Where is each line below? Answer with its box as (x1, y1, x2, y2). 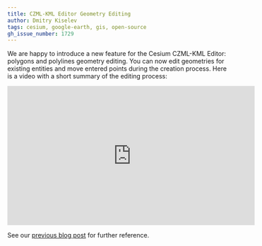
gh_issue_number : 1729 (7, 30, 74, 37)
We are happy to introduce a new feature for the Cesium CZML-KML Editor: (7, 49, 226, 58)
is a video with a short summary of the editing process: (7, 72, 168, 81)
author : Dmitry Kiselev (7, 17, 78, 24)
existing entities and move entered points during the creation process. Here (7, 64, 227, 73)
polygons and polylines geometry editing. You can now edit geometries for (7, 57, 225, 66)
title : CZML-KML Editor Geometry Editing (7, 10, 131, 18)
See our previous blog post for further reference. (7, 231, 150, 240)
